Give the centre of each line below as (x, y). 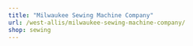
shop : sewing (30, 30)
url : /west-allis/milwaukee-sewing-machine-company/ (97, 23)
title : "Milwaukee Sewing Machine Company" (81, 15)
